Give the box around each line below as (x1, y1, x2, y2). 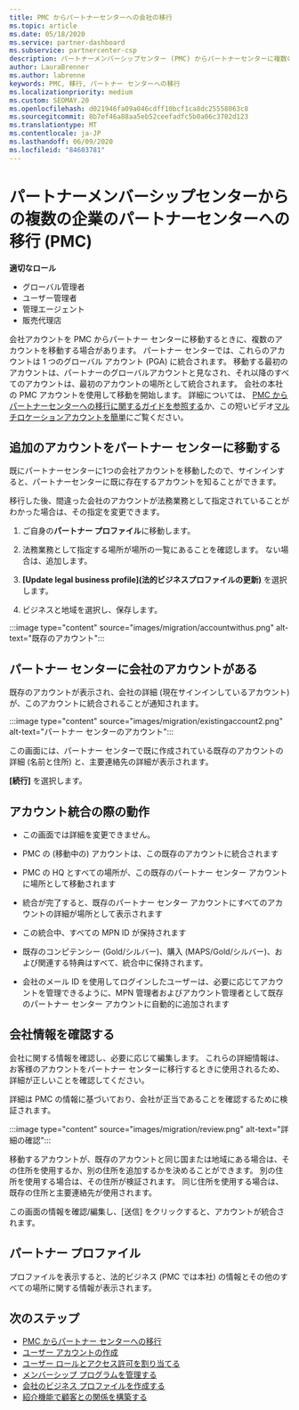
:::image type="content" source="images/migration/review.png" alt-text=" (9, 1123, 281, 1134)
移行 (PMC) (9, 231, 93, 251)
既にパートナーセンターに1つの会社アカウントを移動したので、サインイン (9, 465, 278, 477)
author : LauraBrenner (9, 63, 90, 72)
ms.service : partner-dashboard (9, 37, 125, 47)
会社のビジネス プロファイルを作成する (21, 1381, 166, 1391)
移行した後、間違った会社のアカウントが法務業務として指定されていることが (9, 495, 290, 506)
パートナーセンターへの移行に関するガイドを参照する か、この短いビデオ (9, 400, 274, 411)
